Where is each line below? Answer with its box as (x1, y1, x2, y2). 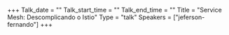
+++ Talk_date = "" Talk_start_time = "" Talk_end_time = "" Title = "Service (7, 6, 222, 14)
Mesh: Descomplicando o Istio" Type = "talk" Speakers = (7, 13, 172, 21)
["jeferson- (172, 13, 205, 21)
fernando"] (7, 21, 39, 28)
